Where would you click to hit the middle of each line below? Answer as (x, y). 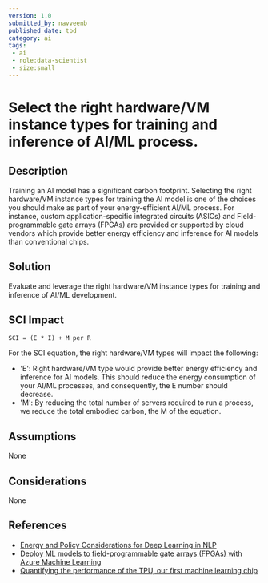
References (38, 526)
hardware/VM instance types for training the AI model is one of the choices (132, 199)
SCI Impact (36, 320)
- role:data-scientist (50, 61)
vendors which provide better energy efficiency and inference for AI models (133, 233)
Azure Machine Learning (60, 561)
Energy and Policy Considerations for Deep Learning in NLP (118, 545)
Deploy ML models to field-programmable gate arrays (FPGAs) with (131, 553)
